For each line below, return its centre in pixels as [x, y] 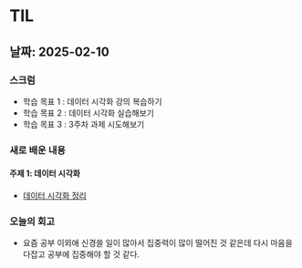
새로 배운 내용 [38, 149]
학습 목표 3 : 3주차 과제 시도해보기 [83, 124]
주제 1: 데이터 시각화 [45, 173]
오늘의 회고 [32, 222]
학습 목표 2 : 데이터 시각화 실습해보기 [89, 113]
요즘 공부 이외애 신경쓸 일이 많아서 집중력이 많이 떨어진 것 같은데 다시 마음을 [158, 243]
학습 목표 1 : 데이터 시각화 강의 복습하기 [92, 101]
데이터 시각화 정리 [54, 196]
